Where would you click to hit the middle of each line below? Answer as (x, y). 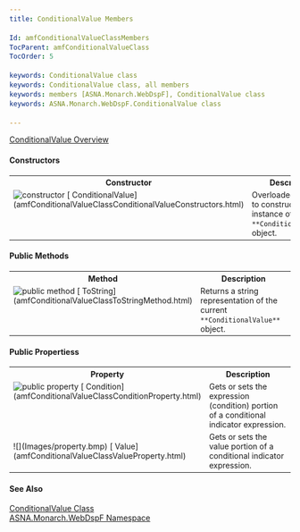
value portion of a (241, 446)
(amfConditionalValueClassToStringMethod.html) (103, 300)
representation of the (239, 300)
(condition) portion (243, 406)
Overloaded (273, 195)
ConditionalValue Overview (59, 139)
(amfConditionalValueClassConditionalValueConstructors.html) (129, 205)
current (214, 309)
